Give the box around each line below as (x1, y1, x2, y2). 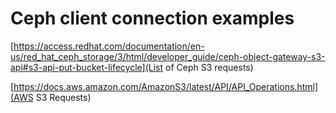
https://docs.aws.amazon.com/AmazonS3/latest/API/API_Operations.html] (13, 80, 319, 92)
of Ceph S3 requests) (165, 61, 254, 73)
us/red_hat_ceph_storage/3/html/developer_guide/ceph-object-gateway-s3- (10, 50, 326, 62)
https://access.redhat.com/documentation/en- (13, 40, 205, 52)
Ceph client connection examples (10, 7, 295, 30)
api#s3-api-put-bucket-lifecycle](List (10, 61, 164, 73)
